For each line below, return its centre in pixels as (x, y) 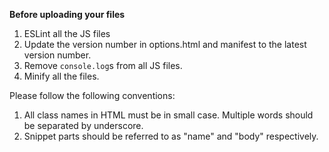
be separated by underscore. (83, 125)
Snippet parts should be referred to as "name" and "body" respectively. (171, 136)
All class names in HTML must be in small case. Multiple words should (168, 115)
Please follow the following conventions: (92, 95)
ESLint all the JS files (67, 33)
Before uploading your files (67, 14)
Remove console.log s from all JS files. (103, 65)
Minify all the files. (61, 76)
